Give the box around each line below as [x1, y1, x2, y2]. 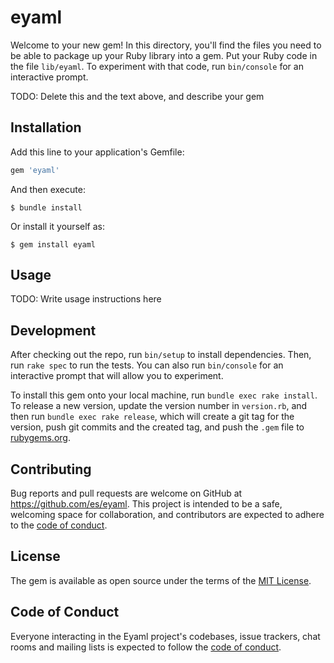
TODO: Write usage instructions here [10, 293, 162, 305]
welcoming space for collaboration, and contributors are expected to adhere [10, 509, 325, 521]
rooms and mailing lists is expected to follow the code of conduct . [10, 641, 282, 653]
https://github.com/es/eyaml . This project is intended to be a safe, [10, 498, 283, 510]
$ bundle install [10, 202, 83, 213]
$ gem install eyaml [10, 239, 97, 250]
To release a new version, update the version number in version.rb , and [10, 400, 308, 412]
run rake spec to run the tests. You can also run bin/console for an [10, 359, 284, 371]
